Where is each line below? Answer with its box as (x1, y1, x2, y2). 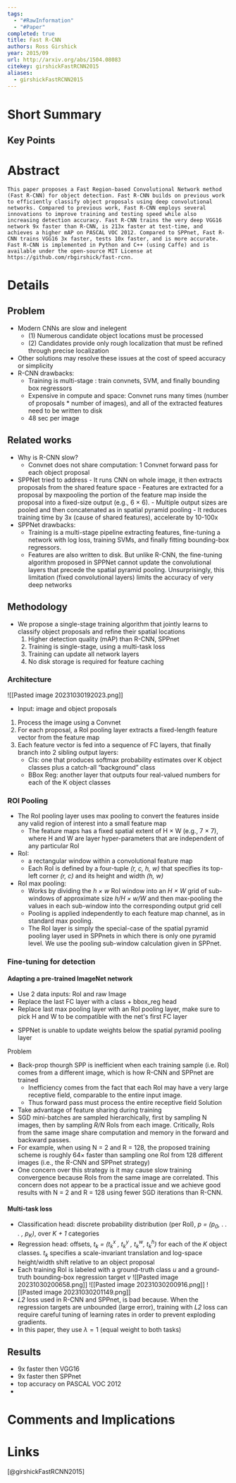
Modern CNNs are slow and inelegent (17, 324, 127, 332)
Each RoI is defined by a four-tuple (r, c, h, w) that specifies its (27, 864, 209, 873)
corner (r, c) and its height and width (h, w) (39, 872, 164, 880)
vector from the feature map (17, 733, 100, 741)
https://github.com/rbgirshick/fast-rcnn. (7, 253, 134, 261)
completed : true (7, 30, 55, 37)
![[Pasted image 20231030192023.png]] (7, 691, 123, 699)
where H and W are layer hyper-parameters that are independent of (27, 834, 225, 843)
